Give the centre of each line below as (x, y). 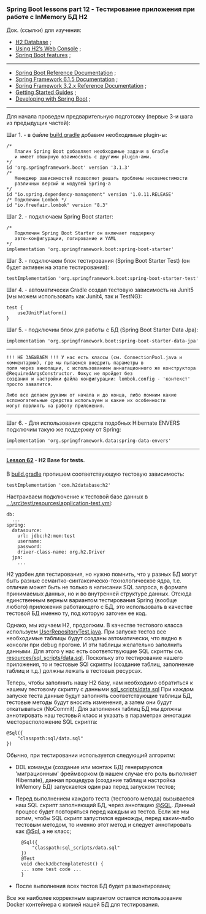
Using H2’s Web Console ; (48, 48)
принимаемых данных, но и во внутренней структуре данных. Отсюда (99, 594)
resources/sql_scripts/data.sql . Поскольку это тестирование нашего (94, 657)
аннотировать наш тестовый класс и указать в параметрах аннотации (99, 715)
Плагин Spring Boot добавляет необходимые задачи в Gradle (91, 152)
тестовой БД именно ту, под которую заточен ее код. (77, 613)
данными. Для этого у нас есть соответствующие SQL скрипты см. (95, 651)
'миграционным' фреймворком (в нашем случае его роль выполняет (106, 773)
